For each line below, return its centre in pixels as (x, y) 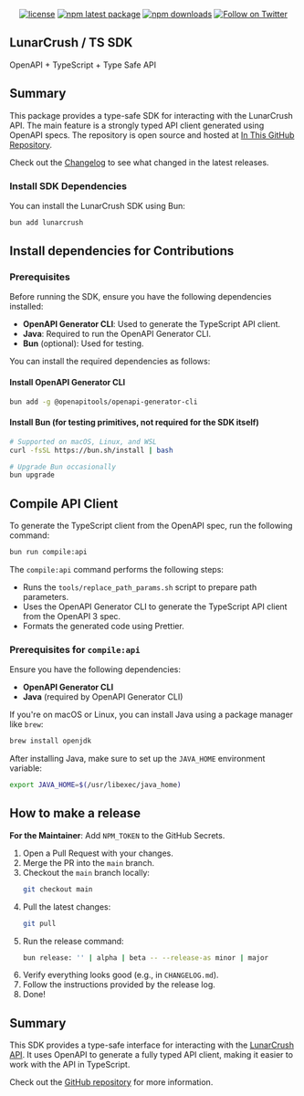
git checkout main (58, 889)
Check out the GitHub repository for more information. (111, 1082)
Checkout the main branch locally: (86, 872)
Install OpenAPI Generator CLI (68, 383)
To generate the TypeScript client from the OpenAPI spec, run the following (151, 526)
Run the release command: (73, 941)
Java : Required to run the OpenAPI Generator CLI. (117, 334)
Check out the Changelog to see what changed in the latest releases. (139, 162)
